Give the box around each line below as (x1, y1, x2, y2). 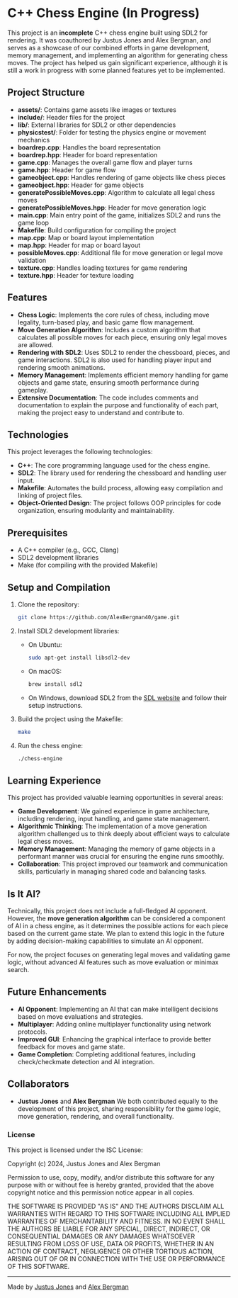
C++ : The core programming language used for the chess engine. (17, 461, 210, 470)
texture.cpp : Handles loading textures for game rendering (17, 264, 188, 272)
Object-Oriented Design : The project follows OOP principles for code (17, 499, 222, 507)
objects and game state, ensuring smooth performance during (17, 378, 200, 387)
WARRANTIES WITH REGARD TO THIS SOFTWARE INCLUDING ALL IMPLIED (7, 1209, 231, 1218)
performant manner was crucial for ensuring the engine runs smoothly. (17, 852, 225, 861)
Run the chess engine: (17, 741, 84, 750)
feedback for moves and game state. (17, 1042, 125, 1051)
